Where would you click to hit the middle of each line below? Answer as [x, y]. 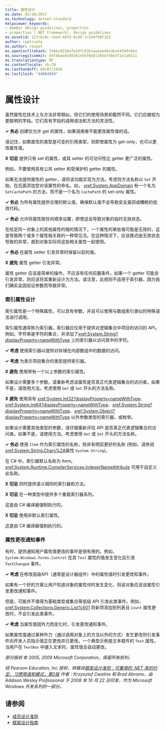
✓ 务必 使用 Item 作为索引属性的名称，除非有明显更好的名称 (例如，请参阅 [80, 444]
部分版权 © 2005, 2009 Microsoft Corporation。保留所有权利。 [69, 657]
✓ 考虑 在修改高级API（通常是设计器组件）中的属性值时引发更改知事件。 [78, 574]
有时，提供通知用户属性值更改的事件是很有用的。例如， [61, 551]
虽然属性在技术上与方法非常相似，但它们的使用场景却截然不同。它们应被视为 [82, 115]
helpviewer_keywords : [27, 23]
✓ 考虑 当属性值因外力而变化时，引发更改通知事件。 [58, 624]
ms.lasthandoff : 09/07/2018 [34, 70]
